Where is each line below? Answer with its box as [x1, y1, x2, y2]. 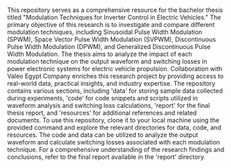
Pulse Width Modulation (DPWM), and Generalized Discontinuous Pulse [7, 43, 211, 50]
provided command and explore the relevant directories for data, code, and [7, 124, 221, 131]
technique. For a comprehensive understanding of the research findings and [7, 145, 225, 153]
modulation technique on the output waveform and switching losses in [7, 57, 207, 65]
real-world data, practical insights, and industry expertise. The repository [7, 80, 216, 87]
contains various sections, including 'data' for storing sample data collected [7, 86, 223, 95]
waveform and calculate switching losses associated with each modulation [7, 138, 220, 146]
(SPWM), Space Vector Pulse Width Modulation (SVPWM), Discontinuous [7, 35, 216, 44]
